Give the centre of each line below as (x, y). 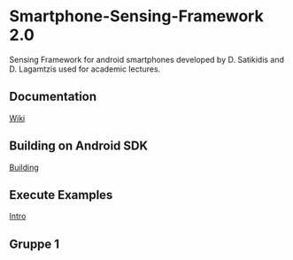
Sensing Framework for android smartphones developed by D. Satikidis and (147, 59)
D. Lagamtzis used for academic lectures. (85, 69)
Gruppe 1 (35, 244)
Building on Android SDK (79, 146)
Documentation (53, 97)
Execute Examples (61, 195)
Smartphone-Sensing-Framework (136, 16)
